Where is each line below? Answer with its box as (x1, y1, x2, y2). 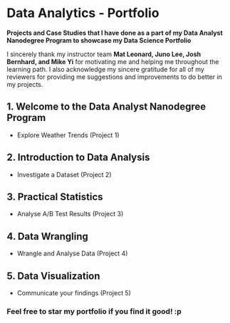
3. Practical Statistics (6, 191, 104, 203)
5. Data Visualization (6, 270, 100, 282)
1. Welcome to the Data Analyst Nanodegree (6, 101, 207, 113)
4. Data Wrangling (6, 230, 88, 243)
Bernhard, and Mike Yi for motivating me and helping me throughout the (6, 57, 219, 65)
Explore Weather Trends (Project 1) (16, 130, 120, 139)
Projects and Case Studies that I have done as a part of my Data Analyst (6, 28, 224, 37)
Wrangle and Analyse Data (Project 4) (16, 249, 128, 258)
